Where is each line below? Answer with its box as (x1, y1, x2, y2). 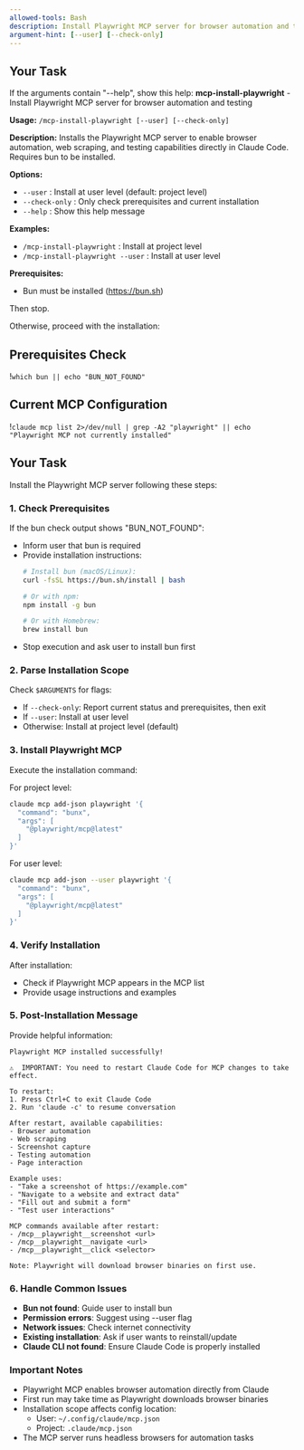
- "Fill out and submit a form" (9, 1197, 131, 1207)
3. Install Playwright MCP (9, 744, 122, 757)
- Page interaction (9, 1158, 83, 1168)
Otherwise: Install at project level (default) (22, 721, 179, 732)
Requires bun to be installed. (9, 151, 116, 163)
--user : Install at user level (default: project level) (22, 186, 208, 197)
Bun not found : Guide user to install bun (22, 1302, 173, 1313)
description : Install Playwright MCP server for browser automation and (9, 22, 290, 31)
